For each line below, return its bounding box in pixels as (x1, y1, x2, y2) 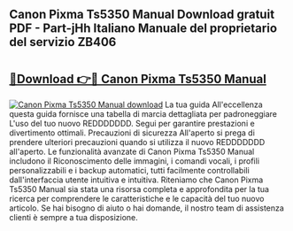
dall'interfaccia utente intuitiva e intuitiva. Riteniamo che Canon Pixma (9, 174, 264, 185)
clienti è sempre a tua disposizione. (9, 212, 139, 222)
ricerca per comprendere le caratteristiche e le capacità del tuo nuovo (9, 194, 265, 204)
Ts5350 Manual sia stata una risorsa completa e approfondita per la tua (9, 184, 270, 194)
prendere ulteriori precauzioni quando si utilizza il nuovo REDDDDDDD (9, 137, 266, 147)
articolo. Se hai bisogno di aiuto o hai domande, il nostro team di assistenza (9, 203, 285, 213)
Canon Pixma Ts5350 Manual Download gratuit (9, 7, 275, 22)
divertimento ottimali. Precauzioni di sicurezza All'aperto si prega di (9, 127, 255, 138)
